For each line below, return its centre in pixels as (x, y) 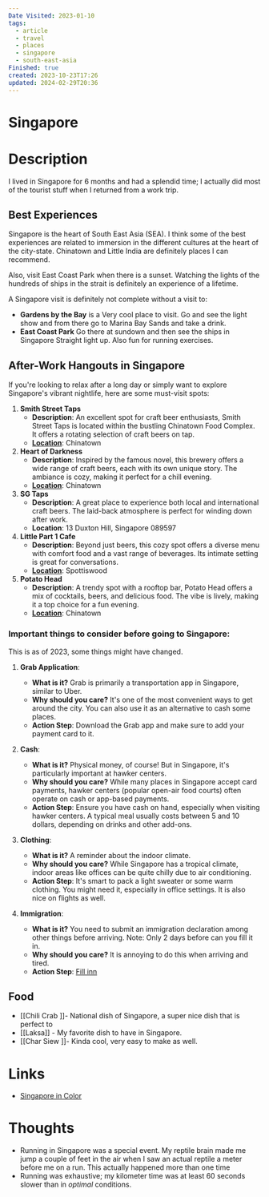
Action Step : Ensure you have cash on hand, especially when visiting (146, 807)
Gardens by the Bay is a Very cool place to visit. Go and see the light (133, 315)
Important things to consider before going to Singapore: (119, 634)
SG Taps (34, 494)
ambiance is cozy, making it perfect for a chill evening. (122, 477)
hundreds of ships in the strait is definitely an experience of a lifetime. (123, 284)
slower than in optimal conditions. (76, 1185)
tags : (17, 23)
